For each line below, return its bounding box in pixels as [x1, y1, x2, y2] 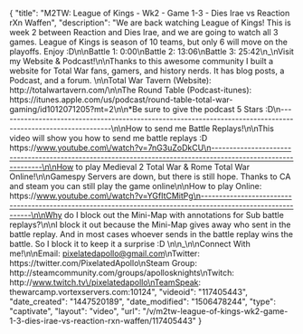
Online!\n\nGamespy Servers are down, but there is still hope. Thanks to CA [9, 171, 291, 182]
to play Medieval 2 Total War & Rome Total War [75, 162, 251, 172]
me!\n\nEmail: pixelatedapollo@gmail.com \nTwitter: [9, 248, 201, 259]
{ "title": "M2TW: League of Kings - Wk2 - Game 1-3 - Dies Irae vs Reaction [9, 8, 290, 18]
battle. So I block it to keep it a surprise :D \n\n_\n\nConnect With [9, 239, 251, 249]
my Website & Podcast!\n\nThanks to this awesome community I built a [9, 56, 274, 66]
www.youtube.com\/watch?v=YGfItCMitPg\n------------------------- [35, 190, 292, 201]
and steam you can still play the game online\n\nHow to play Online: [9, 181, 262, 191]
